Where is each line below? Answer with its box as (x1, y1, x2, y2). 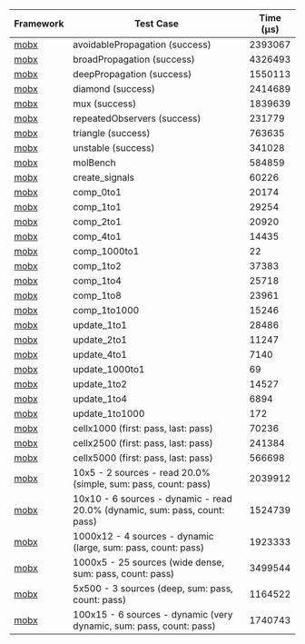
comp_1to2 (72, 260, 123, 272)
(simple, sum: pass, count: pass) (72, 478, 212, 490)
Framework (14, 17, 64, 30)
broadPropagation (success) (72, 54, 195, 65)
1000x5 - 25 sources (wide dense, (72, 556, 225, 569)
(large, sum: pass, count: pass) (72, 541, 204, 553)
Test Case (134, 17, 180, 30)
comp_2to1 (72, 215, 123, 228)
